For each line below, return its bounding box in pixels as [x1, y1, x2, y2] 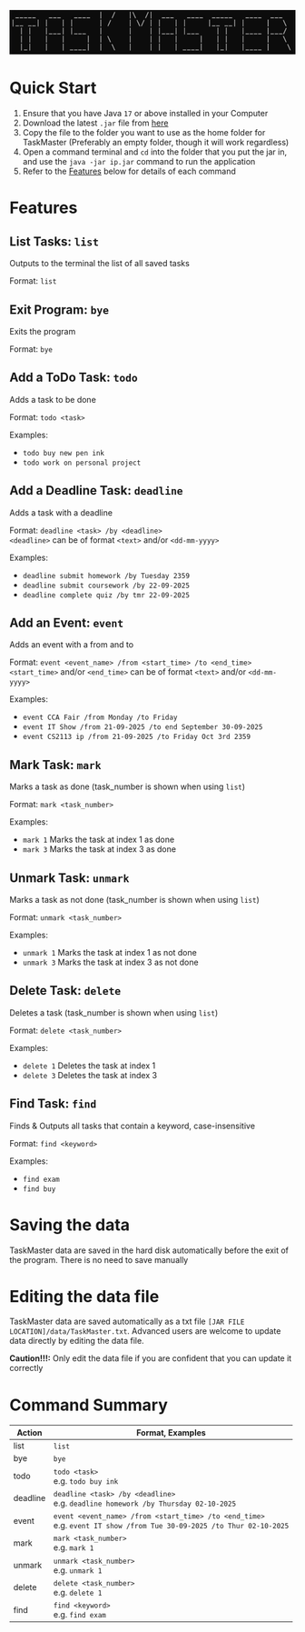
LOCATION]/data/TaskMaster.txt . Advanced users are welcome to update [9, 1326, 281, 1337]
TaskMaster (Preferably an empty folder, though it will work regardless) [22, 137, 290, 148]
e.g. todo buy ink [53, 1475, 119, 1487]
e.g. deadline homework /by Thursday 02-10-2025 [53, 1497, 237, 1508]
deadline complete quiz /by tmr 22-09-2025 [22, 590, 191, 600]
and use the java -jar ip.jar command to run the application [22, 156, 256, 167]
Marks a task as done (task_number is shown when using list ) [9, 781, 246, 792]
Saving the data [9, 1215, 130, 1235]
